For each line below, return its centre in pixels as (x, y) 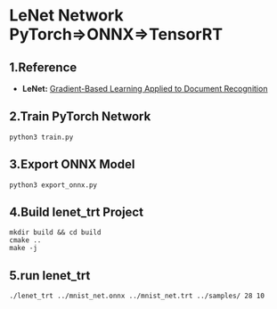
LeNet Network (66, 16)
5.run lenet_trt (50, 276)
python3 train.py (41, 137)
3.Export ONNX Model (72, 164)
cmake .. (25, 240)
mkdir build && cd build (55, 232)
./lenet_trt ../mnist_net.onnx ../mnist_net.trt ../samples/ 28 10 (137, 296)
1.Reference (43, 67)
